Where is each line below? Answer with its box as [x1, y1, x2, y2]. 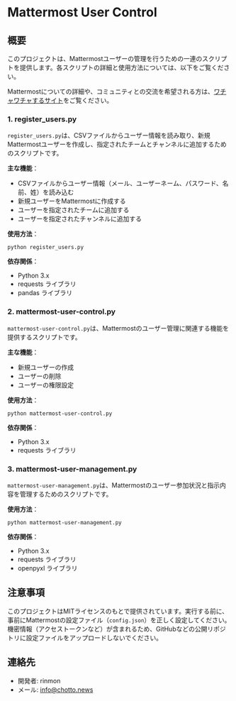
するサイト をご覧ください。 [31, 96, 113, 104]
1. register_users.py [7, 114, 77, 124]
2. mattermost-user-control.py [7, 307, 116, 316]
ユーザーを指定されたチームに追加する [17, 206, 130, 214]
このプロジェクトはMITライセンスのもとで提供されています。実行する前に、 [7, 607, 229, 615]
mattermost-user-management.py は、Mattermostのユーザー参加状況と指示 [7, 480, 220, 490]
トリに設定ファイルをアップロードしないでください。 [7, 633, 163, 642]
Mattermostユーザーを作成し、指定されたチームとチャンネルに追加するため [7, 140, 227, 149]
